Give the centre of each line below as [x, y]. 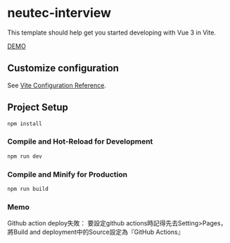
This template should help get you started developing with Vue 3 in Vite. [112, 32]
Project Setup [38, 107]
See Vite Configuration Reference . [57, 85]
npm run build [28, 189]
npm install [25, 124]
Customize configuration [63, 68]
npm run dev [25, 156]
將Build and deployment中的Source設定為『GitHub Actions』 [96, 232]
